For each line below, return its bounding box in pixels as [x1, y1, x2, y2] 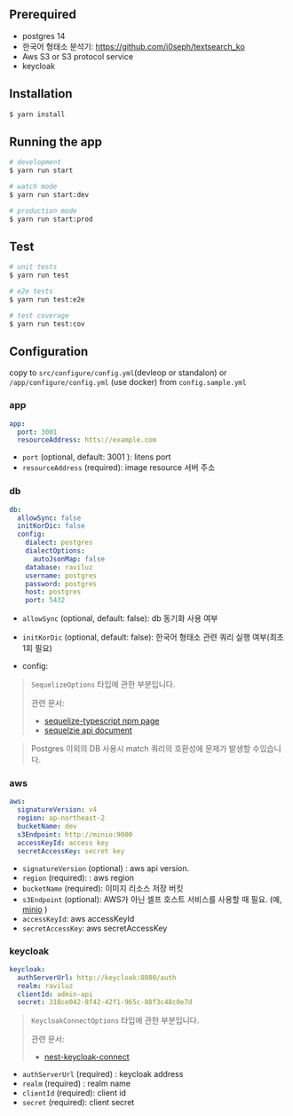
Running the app [9, 134, 102, 149]
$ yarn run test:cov [9, 319, 86, 328]
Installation [9, 86, 73, 101]
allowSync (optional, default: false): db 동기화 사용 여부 [21, 613, 218, 624]
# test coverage [9, 310, 69, 320]
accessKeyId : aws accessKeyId [21, 913, 135, 923]
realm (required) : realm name [21, 1078, 131, 1089]
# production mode [9, 206, 77, 216]
